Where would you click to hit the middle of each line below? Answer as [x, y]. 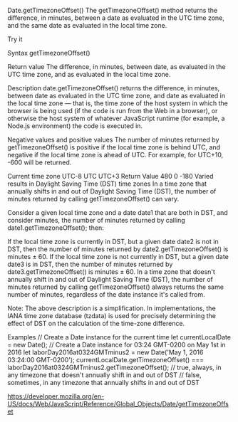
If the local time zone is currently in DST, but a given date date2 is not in [113, 242]
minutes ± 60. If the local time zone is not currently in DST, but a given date [118, 257]
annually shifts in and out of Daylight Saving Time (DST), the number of [112, 191]
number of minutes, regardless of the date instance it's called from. [106, 294]
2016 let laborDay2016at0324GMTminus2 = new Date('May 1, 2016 [105, 352]
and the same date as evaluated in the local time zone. [87, 25]
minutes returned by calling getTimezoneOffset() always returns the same [116, 287]
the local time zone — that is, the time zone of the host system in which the [118, 103]
